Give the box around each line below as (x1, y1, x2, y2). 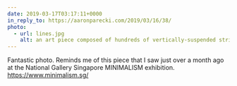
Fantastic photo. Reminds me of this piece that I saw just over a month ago (7, 56, 224, 64)
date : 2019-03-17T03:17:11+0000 (7, 10, 102, 18)
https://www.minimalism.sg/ (7, 71, 89, 80)
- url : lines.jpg (13, 30, 65, 37)
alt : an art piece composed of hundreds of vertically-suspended (20, 37, 217, 44)
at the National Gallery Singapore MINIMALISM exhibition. (7, 63, 175, 72)
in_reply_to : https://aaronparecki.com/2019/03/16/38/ (7, 17, 172, 24)
